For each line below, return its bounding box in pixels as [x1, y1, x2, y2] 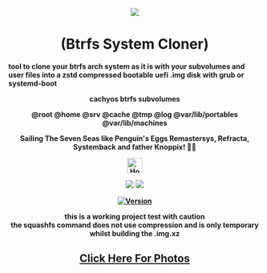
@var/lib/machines [102, 118, 168, 127]
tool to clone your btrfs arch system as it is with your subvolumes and [8, 61, 245, 71]
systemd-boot [8, 78, 58, 88]
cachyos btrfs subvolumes [89, 94, 180, 103]
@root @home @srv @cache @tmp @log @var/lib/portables [31, 109, 238, 119]
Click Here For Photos [79, 252, 190, 266]
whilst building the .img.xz [89, 228, 180, 238]
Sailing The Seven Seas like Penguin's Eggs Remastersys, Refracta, [19, 133, 250, 143]
